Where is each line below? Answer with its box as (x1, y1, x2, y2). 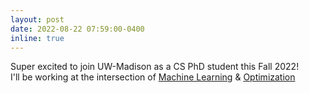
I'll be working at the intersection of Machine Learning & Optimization (10, 71, 296, 83)
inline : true (10, 33, 65, 43)
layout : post (10, 14, 65, 25)
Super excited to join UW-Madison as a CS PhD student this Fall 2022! (10, 61, 300, 73)
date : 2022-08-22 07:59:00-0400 (10, 24, 145, 34)
